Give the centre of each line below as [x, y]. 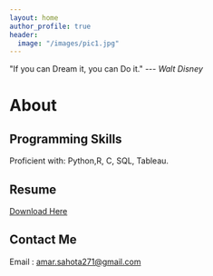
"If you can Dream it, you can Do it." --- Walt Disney [106, 69]
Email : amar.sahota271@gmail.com [75, 261]
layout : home [34, 18]
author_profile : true [50, 26]
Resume [33, 189]
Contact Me [43, 240]
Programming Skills [66, 138]
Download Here [39, 212]
